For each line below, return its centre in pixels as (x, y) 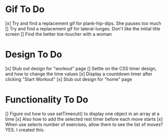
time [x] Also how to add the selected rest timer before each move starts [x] (84, 119)
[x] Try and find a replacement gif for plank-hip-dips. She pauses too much (83, 23)
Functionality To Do (47, 100)
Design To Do (34, 55)
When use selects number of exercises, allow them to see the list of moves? (84, 124)
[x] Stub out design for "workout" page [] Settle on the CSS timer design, (81, 68)
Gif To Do (25, 9)
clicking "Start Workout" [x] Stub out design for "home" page (69, 79)
